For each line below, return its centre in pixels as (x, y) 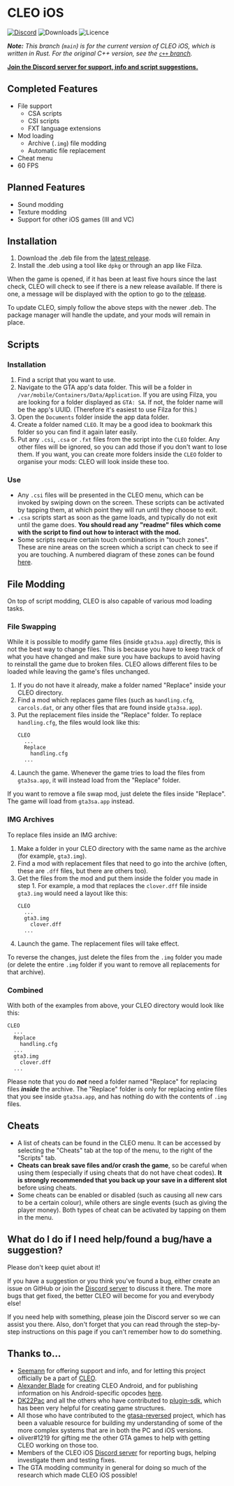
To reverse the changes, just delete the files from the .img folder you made (115, 957)
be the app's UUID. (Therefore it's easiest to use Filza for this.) (107, 410)
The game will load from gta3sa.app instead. (71, 801)
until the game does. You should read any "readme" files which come (119, 525)
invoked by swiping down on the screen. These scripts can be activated (121, 503)
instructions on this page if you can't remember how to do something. (122, 1331)
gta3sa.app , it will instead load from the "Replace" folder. (99, 780)
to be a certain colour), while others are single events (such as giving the (122, 1202)
